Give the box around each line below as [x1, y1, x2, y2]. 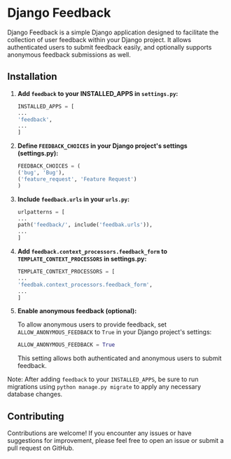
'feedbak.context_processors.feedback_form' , [17, 281, 153, 288]
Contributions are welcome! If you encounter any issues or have [7, 429, 192, 437]
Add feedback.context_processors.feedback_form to [17, 247, 168, 255]
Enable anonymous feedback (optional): [17, 307, 137, 315]
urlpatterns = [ [17, 208, 65, 215]
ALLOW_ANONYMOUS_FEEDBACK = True [17, 341, 115, 348]
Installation [7, 71, 57, 83]
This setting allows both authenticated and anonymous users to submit [17, 354, 222, 362]
